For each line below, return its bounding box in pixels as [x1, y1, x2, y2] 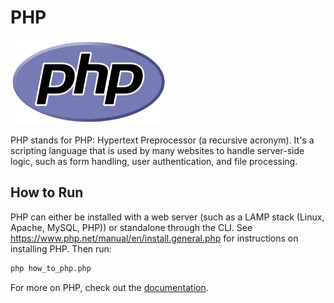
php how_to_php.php [10, 263, 92, 273]
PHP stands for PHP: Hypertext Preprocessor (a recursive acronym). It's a [10, 134, 315, 146]
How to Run [10, 184, 84, 201]
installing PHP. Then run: [10, 242, 112, 255]
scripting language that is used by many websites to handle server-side [10, 144, 305, 156]
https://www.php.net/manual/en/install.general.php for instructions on [10, 232, 299, 244]
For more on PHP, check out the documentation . [10, 281, 209, 293]
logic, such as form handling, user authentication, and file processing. [10, 155, 298, 167]
